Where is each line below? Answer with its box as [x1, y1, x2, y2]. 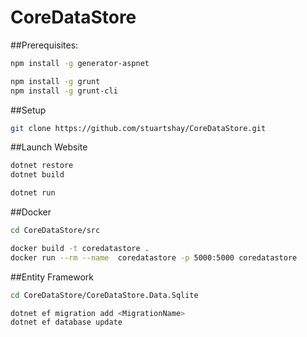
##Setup [10, 104, 47, 116]
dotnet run [10, 188, 56, 198]
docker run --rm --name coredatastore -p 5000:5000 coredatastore [10, 252, 298, 263]
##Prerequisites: [10, 39, 79, 51]
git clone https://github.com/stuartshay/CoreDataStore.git [10, 123, 267, 133]
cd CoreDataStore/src [10, 226, 101, 236]
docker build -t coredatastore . [10, 243, 150, 253]
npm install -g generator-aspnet [10, 58, 150, 68]
